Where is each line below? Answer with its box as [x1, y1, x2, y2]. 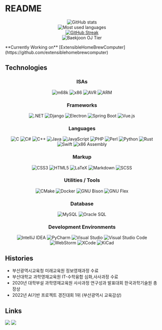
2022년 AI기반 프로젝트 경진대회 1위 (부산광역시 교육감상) [12, 292, 122, 298]
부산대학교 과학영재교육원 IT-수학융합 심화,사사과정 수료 [12, 274, 119, 280]
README [5, 3, 42, 14]
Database [70, 200, 94, 207]
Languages [68, 125, 96, 132]
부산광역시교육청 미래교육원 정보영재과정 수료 [12, 268, 99, 274]
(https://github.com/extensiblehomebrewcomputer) [5, 49, 108, 55]
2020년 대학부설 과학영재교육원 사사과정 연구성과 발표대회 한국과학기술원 [12, 280, 152, 286]
